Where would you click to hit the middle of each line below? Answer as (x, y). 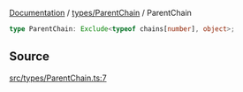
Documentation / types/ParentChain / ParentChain (101, 13)
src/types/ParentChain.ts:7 (58, 78)
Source (30, 57)
